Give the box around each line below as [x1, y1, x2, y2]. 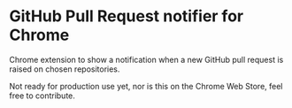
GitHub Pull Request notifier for [9, 6, 244, 27]
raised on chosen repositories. [9, 64, 120, 74]
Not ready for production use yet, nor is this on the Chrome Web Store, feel [9, 81, 283, 91]
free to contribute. [9, 90, 75, 101]
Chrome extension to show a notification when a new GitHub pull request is [9, 54, 284, 65]
